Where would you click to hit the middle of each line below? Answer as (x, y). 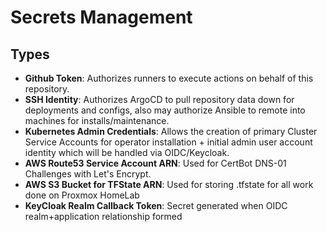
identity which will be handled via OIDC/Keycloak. (127, 152)
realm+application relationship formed (103, 216)
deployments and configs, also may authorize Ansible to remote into (165, 110)
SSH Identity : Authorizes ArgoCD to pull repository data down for (159, 99)
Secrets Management (101, 17)
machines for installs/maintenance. (97, 120)
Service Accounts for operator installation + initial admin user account (168, 142)
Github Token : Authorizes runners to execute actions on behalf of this (169, 78)
